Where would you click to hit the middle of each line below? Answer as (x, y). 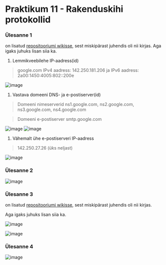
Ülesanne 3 (19, 194)
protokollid (28, 20)
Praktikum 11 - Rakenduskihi (64, 9)
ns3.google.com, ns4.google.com (52, 109)
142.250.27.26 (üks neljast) (45, 148)
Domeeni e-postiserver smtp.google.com (59, 119)
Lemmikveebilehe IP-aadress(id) (45, 61)
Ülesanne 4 (19, 246)
